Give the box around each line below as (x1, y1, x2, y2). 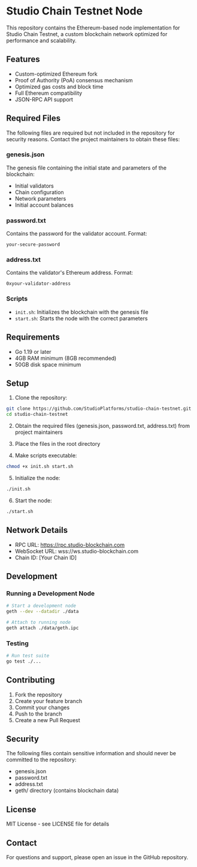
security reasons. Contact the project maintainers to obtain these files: (6, 135, 180, 142)
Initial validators (14, 182, 54, 189)
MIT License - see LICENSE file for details (6, 820, 110, 827)
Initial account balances (14, 201, 74, 208)
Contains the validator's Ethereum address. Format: (6, 269, 134, 276)
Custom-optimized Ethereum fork (14, 70, 98, 78)
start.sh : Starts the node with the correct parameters (14, 314, 148, 322)
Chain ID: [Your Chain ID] (14, 554, 77, 561)
